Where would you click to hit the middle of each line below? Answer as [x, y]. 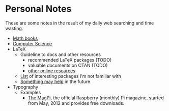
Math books [25, 38]
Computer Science [32, 43]
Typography [25, 87]
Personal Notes [38, 9]
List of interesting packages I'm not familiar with [71, 76]
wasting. [14, 28]
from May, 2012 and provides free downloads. [76, 103]
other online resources [51, 71]
